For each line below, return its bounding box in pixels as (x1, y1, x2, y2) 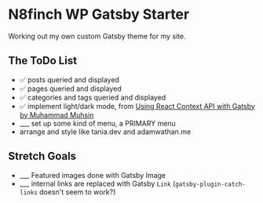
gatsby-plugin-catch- (175, 180, 246, 188)
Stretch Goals (8, 150, 77, 163)
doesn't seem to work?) (38, 187, 116, 197)
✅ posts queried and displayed (19, 74, 120, 84)
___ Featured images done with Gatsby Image (19, 170, 166, 179)
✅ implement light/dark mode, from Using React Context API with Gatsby (19, 101, 255, 111)
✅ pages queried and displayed (19, 84, 122, 93)
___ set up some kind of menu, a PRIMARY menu (19, 118, 177, 128)
